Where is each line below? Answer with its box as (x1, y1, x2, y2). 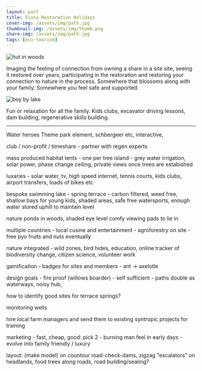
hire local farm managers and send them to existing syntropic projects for (6, 316, 188, 322)
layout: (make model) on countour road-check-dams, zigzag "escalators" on (6, 352, 195, 358)
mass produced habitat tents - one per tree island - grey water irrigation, (6, 155, 186, 161)
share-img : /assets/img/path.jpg (6, 31, 90, 37)
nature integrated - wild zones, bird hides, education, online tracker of (6, 245, 180, 251)
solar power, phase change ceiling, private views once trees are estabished (6, 161, 194, 168)
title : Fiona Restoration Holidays (6, 14, 96, 20)
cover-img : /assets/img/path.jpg (6, 20, 90, 26)
